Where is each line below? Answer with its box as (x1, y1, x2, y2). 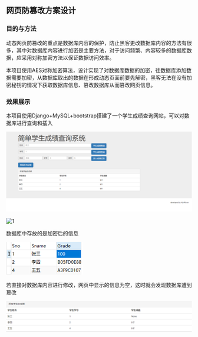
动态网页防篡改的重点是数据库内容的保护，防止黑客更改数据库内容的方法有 (6, 39, 187, 46)
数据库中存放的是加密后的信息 (6, 230, 78, 237)
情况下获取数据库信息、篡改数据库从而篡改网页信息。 (26, 81, 156, 89)
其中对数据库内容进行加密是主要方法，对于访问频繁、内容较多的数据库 (16, 47, 187, 54)
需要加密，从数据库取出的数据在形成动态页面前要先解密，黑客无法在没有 (11, 74, 187, 81)
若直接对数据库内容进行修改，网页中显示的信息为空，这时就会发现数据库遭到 (6, 281, 192, 288)
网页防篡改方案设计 (6, 5, 76, 16)
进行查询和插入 (16, 119, 53, 126)
